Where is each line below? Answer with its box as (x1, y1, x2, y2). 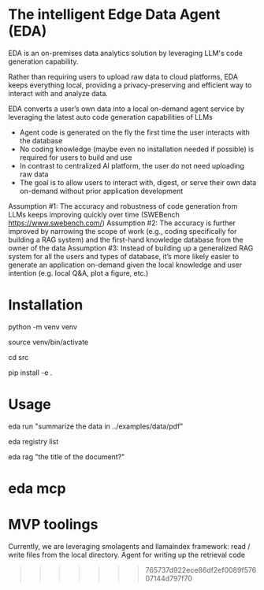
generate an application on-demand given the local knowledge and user (8, 260, 243, 269)
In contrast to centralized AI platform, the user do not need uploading (19, 161, 244, 170)
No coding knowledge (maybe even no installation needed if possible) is (19, 144, 255, 154)
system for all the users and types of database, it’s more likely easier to (8, 251, 240, 261)
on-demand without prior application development (19, 186, 184, 195)
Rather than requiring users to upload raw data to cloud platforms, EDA (8, 72, 239, 81)
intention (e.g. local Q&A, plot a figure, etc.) (8, 268, 149, 277)
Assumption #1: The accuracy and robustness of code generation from (8, 201, 238, 210)
